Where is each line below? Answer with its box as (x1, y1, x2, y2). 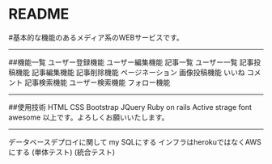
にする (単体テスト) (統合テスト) (8, 147, 116, 157)
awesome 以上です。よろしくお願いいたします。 (8, 112, 169, 122)
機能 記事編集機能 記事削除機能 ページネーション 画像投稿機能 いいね (15, 67, 245, 77)
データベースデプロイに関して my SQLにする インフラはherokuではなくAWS (8, 137, 261, 146)
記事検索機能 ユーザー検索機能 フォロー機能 (23, 78, 171, 87)
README (8, 5, 70, 23)
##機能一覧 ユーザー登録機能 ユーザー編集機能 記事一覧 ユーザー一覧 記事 (8, 57, 254, 67)
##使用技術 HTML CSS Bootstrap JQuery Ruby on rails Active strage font (8, 102, 253, 111)
